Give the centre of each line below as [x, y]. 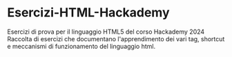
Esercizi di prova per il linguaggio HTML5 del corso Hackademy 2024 [106, 32]
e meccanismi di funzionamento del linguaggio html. [81, 46]
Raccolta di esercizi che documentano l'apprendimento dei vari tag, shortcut [116, 38]
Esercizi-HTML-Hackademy [89, 13]
